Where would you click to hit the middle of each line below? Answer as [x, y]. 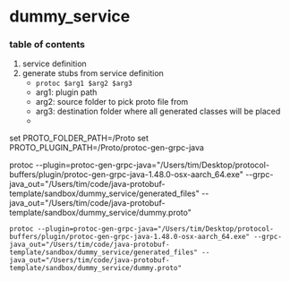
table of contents [47, 45]
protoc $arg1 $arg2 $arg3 [84, 84]
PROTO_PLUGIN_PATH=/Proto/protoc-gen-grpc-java [107, 148]
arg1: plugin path [66, 92]
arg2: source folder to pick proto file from [112, 102]
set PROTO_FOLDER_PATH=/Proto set [79, 138]
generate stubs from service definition [93, 73]
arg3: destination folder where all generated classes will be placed [158, 111]
